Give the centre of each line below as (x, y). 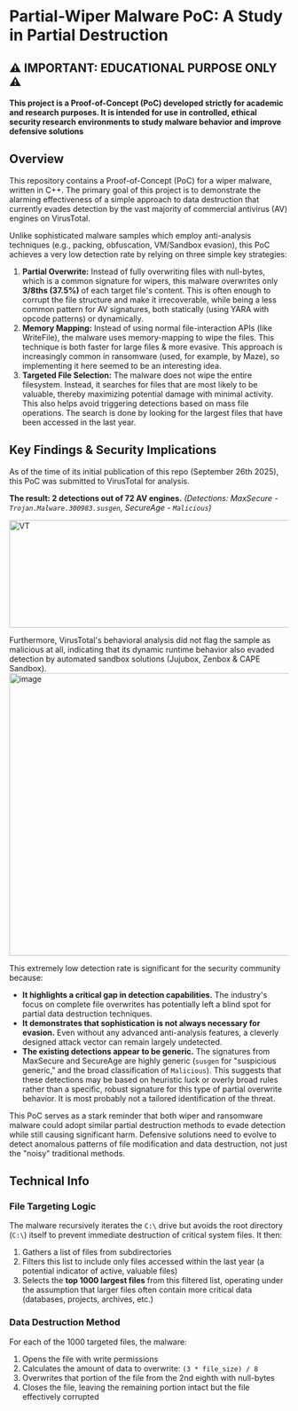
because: (26, 977)
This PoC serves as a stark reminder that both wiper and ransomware (136, 1116)
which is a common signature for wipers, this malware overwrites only (150, 280)
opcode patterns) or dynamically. (82, 318)
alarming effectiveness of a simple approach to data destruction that (134, 199)
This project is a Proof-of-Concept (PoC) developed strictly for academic (146, 103)
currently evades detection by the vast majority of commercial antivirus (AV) (149, 208)
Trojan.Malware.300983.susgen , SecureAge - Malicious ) (110, 507)
